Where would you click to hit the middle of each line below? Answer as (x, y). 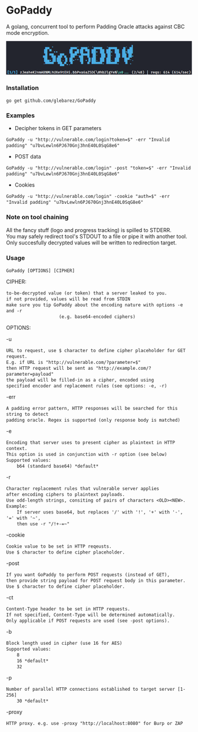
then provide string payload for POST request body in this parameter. (96, 581)
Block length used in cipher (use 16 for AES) (64, 643)
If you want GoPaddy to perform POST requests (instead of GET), (88, 575)
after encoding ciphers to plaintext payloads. (66, 495)
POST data (28, 157)
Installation (23, 88)
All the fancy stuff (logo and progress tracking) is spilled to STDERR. (89, 230)
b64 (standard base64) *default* (58, 466)
